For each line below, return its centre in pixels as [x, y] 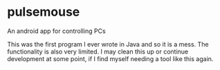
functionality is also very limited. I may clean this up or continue [98, 51]
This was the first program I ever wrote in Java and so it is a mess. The [108, 44]
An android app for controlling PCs [56, 31]
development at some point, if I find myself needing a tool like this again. [110, 58]
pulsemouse [44, 12]
